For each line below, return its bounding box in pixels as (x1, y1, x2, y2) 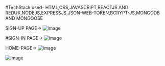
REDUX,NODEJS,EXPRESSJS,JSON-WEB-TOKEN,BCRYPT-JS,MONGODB (5, 10, 160, 16)
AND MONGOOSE (5, 15, 43, 21)
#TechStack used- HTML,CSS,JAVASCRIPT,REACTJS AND (5, 5, 129, 10)
